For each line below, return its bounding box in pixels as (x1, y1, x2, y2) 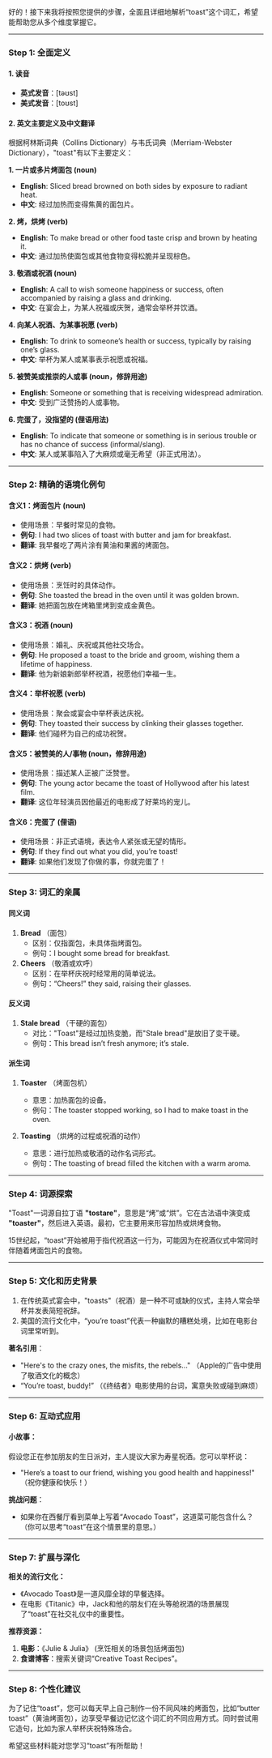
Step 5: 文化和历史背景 (8, 1275, 97, 1286)
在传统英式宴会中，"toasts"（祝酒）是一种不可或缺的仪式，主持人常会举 (19, 1295, 261, 1305)
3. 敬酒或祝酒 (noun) (8, 268, 77, 278)
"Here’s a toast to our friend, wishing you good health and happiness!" (19, 1467, 255, 1477)
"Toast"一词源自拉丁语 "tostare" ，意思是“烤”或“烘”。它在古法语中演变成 (8, 1208, 251, 1218)
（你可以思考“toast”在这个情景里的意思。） (19, 1521, 160, 1531)
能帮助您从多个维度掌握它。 (8, 17, 101, 27)
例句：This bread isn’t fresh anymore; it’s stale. (32, 1038, 189, 1048)
